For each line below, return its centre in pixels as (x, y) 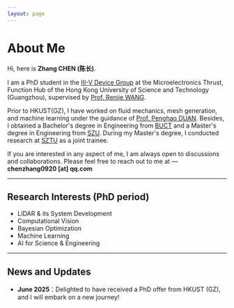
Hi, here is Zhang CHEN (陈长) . (52, 68)
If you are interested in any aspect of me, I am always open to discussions (114, 153)
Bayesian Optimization (49, 229)
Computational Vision (48, 221)
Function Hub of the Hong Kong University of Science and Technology (108, 90)
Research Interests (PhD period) (78, 197)
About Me (36, 48)
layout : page (26, 14)
